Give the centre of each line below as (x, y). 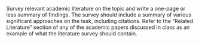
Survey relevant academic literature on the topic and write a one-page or (96, 9)
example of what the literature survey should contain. (72, 34)
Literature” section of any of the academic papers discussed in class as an (98, 27)
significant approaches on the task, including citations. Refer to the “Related (100, 21)
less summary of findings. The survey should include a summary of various (99, 15)
